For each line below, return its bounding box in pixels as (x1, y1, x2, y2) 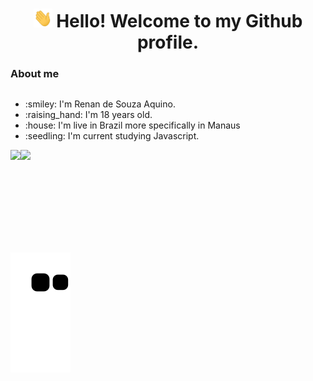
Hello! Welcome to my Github (56, 10, 303, 33)
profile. (136, 31, 200, 54)
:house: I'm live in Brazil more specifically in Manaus (24, 119, 241, 132)
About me (10, 67, 60, 81)
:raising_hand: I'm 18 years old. (24, 109, 153, 121)
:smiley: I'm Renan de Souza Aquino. (24, 98, 176, 110)
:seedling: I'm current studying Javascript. (24, 130, 200, 142)
